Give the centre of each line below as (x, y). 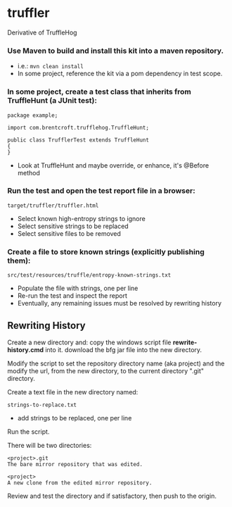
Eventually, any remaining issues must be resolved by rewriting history (120, 303)
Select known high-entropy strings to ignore (81, 218)
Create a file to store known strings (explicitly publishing (106, 251)
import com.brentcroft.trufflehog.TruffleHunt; (78, 127)
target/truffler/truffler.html (53, 206)
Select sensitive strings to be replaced (73, 226)
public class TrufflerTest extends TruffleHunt (78, 140)
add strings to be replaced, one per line (75, 418)
